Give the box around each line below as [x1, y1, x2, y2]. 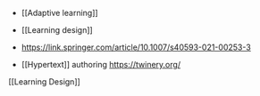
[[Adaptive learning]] [21, 8, 99, 18]
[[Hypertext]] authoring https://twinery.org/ [21, 60, 180, 69]
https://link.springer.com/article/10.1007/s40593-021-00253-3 [21, 42, 251, 52]
